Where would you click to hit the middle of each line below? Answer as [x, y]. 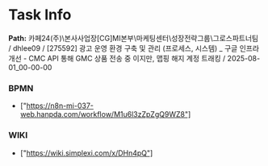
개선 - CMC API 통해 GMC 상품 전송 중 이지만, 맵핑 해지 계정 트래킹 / [117, 58]
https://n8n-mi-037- [60, 106]
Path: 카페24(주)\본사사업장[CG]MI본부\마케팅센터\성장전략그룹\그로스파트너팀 [134, 38]
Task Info [40, 15]
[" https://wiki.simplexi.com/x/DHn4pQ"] [86, 153]
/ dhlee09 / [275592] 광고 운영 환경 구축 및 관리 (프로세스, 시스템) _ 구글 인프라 [134, 48]
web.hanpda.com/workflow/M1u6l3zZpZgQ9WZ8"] [105, 114]
